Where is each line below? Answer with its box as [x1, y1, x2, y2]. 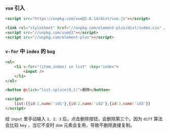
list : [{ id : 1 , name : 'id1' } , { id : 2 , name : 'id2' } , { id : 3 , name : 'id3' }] [14, 101, 151, 107]
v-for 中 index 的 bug [5, 48, 56, 55]
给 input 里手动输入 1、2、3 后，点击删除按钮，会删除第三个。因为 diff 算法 [5, 115, 163, 122]
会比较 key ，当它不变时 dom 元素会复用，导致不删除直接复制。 [5, 122, 135, 128]
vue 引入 [5, 4, 25, 11]
